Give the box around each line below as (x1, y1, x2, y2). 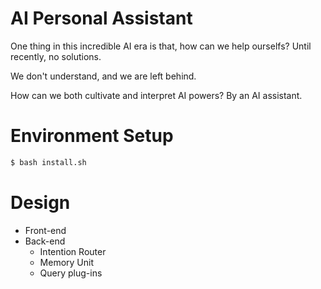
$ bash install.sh (10, 157, 87, 167)
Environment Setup (10, 125, 174, 147)
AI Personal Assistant (10, 7, 193, 30)
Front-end (24, 224, 67, 236)
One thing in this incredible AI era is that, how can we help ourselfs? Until (10, 40, 312, 52)
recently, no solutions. (10, 50, 102, 62)
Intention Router (39, 245, 107, 257)
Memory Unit (39, 256, 95, 268)
